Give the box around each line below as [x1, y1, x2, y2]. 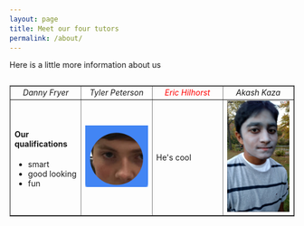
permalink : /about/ [9, 33, 83, 42]
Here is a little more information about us [9, 60, 161, 71]
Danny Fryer [22, 87, 70, 99]
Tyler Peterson [89, 87, 145, 99]
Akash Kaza [235, 87, 281, 99]
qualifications [14, 138, 68, 149]
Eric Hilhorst [164, 87, 211, 99]
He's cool [156, 152, 192, 163]
